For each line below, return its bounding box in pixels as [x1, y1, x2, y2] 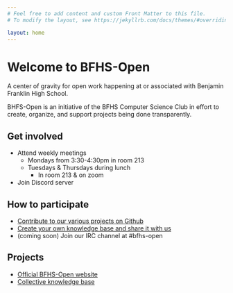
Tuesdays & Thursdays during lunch [27, 164, 131, 172]
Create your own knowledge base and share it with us [17, 224, 172, 233]
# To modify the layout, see [7, 17, 92, 24]
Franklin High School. [7, 90, 68, 98]
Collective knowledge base [17, 277, 95, 285]
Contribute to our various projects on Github [17, 217, 144, 225]
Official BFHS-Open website [17, 270, 98, 278]
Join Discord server [17, 178, 74, 187]
